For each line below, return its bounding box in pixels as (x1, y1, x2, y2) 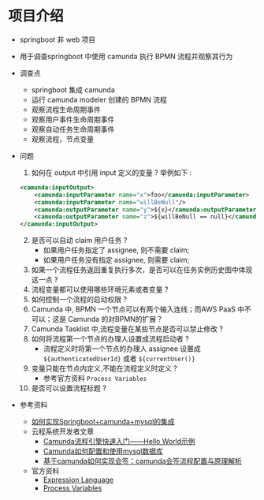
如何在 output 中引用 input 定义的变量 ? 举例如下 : (31, 167, 192, 177)
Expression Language (43, 475, 114, 485)
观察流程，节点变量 (31, 134, 95, 144)
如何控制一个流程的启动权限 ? (31, 295, 128, 304)
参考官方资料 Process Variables (43, 374, 147, 383)
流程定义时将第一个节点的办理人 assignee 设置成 (43, 344, 201, 353)
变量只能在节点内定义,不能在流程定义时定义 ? (31, 364, 177, 373)
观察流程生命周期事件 (31, 104, 101, 114)
